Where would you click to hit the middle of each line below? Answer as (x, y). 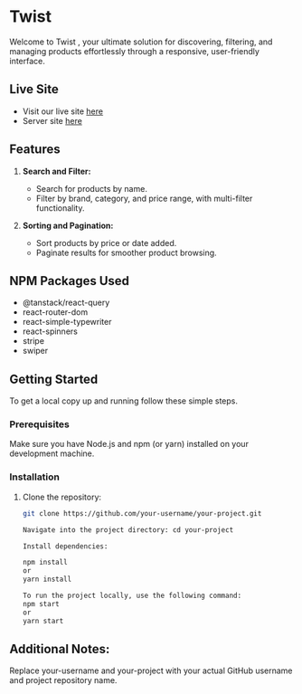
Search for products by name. (91, 188)
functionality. (60, 208)
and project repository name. (63, 680)
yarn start (43, 621)
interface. (27, 61)
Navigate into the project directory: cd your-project (128, 530)
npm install (45, 563)
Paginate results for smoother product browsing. (126, 252)
